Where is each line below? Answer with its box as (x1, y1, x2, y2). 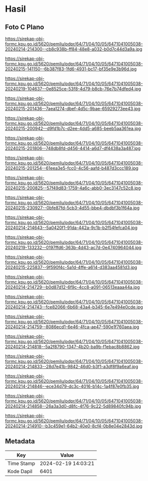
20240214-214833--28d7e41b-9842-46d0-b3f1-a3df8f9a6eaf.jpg (5, 364, 139, 369)
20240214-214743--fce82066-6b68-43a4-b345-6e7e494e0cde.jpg (5, 304, 143, 310)
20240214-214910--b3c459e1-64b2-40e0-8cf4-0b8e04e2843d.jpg (5, 423, 143, 429)
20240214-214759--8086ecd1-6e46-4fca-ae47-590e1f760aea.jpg (5, 324, 140, 330)
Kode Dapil (7, 468, 33, 475)
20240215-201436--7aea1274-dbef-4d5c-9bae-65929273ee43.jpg (5, 106, 141, 111)
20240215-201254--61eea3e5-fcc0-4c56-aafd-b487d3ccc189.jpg (5, 165, 139, 171)
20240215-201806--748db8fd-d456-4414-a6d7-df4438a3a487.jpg (5, 146, 141, 151)
